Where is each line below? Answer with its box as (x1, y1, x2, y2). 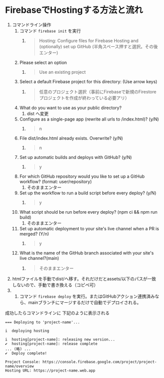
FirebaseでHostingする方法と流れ (5, 4, 143, 16)
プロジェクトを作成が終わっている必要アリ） (39, 94, 130, 101)
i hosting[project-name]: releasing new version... (5, 337, 115, 342)
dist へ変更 (27, 110, 49, 116)
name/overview (5, 364, 34, 369)
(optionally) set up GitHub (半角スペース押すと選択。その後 (39, 43, 158, 49)
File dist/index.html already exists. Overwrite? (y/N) (19, 135, 123, 141)
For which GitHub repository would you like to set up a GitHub (19, 173, 145, 179)
